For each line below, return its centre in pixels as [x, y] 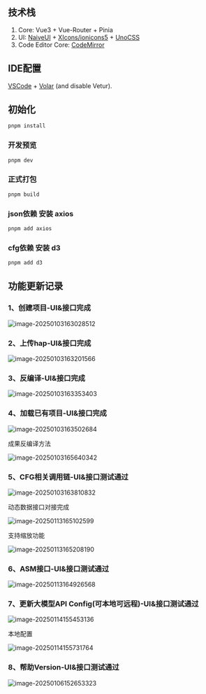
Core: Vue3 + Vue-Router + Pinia [66, 29]
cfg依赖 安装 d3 [35, 248]
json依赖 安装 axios [41, 213]
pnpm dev [21, 160]
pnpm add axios [30, 228]
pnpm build [24, 194]
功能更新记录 [36, 286]
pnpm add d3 [25, 263]
